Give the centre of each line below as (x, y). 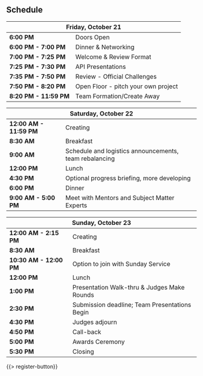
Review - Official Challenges (116, 76)
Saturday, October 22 (101, 113)
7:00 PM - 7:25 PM (37, 57)
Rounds (83, 294)
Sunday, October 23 (101, 222)
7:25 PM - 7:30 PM (37, 66)
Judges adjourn (95, 322)
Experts (76, 205)
